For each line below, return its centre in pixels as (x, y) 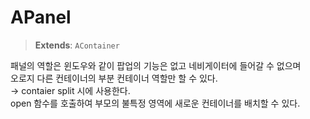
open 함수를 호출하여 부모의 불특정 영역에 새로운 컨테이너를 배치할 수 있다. (155, 103)
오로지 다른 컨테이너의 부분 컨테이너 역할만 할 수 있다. (114, 78)
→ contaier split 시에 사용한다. (70, 90)
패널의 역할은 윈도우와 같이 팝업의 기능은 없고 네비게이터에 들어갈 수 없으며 (156, 65)
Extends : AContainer (77, 45)
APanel (41, 17)
